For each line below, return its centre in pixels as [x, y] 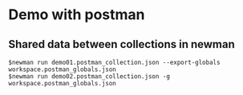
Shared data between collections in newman [121, 44]
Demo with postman [77, 15]
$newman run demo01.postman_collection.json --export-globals [114, 62]
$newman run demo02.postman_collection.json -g [89, 77]
